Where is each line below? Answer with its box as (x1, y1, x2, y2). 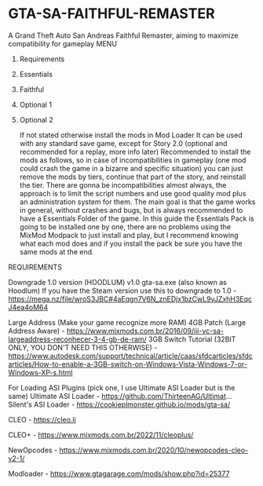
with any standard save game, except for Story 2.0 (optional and (19, 138, 228, 148)
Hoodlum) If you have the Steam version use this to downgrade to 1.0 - (8, 286, 237, 295)
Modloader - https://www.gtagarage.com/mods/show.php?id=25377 (8, 469, 230, 478)
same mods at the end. (19, 247, 94, 256)
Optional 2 (19, 115, 53, 124)
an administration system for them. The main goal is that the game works (19, 197, 256, 206)
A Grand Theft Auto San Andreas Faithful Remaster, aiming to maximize (8, 31, 239, 40)
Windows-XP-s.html (8, 367, 73, 377)
